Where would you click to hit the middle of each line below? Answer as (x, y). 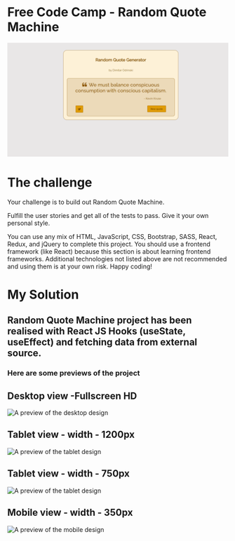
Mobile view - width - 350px (70, 513)
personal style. (29, 223)
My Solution (43, 294)
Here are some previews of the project (74, 374)
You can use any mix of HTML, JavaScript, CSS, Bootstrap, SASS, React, (112, 236)
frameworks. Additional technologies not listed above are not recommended (117, 259)
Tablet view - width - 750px (68, 474)
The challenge (50, 182)
